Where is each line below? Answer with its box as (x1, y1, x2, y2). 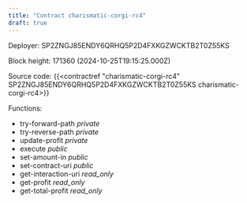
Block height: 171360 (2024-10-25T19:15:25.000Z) (8, 56, 171, 66)
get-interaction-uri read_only (19, 169, 114, 179)
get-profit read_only (19, 177, 85, 186)
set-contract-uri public (19, 160, 94, 170)
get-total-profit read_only (19, 186, 103, 195)
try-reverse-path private (19, 127, 99, 137)
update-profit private (19, 135, 88, 145)
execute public (19, 144, 69, 153)
